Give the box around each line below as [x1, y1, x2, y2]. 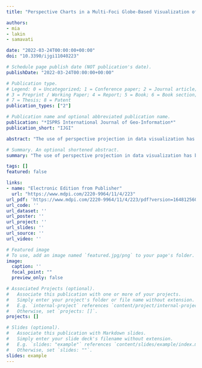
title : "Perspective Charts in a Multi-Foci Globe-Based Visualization [6, 8, 189, 15]
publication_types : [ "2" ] [6, 103, 71, 109]
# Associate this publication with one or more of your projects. [6, 291, 182, 297]
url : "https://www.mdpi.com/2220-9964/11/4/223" [11, 191, 136, 197]
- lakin [6, 31, 26, 37]
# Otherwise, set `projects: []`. [6, 308, 98, 314]
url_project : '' [6, 219, 47, 225]
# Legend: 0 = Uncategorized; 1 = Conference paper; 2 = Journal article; [6, 86, 198, 92]
